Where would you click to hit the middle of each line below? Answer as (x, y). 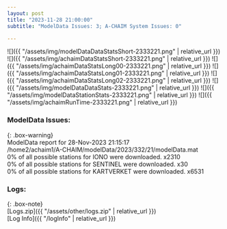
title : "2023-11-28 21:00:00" (50, 20)
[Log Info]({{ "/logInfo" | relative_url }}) (62, 218)
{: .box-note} (25, 204)
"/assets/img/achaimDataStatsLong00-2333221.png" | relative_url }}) (113, 66)
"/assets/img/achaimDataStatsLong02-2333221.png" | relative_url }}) (113, 81)
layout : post (26, 13)
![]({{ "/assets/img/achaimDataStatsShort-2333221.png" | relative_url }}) (109, 59)
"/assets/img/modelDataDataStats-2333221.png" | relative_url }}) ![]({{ (115, 88)
